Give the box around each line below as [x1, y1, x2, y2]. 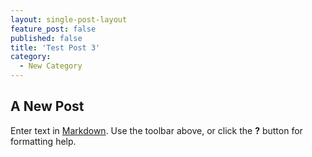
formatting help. [10, 135, 77, 147]
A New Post [10, 98, 85, 115]
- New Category [19, 61, 83, 71]
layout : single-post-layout [10, 14, 128, 25]
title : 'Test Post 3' [10, 42, 101, 53]
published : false [10, 33, 83, 43]
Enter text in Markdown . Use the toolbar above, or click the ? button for [10, 124, 303, 136]
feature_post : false [10, 24, 97, 34]
